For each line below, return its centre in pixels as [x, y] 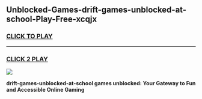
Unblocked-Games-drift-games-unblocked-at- [96, 10]
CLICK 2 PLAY [27, 59]
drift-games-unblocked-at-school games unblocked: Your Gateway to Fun [101, 83]
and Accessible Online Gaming [45, 89]
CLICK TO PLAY [29, 37]
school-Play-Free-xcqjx [52, 19]
